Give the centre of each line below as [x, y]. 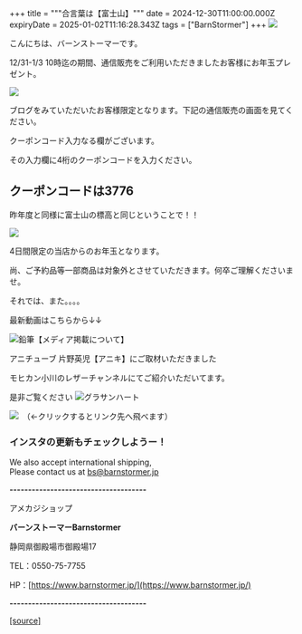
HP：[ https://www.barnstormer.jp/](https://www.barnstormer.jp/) [130, 585]
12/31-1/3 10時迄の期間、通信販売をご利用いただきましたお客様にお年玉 [142, 62]
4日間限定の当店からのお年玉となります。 [87, 251]
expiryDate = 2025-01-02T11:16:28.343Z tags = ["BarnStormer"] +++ [138, 24]
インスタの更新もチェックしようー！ [88, 442]
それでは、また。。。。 [47, 301]
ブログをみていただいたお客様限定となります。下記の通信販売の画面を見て [147, 110]
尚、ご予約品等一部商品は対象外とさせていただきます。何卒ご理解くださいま [151, 270]
